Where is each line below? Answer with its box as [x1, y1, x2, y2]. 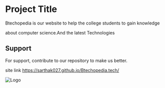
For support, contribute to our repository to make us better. [5, 57, 128, 63]
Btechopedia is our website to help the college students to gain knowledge [5, 20, 160, 26]
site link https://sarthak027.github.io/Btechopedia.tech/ [5, 67, 119, 73]
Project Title [5, 3, 57, 15]
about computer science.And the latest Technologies [5, 29, 115, 35]
